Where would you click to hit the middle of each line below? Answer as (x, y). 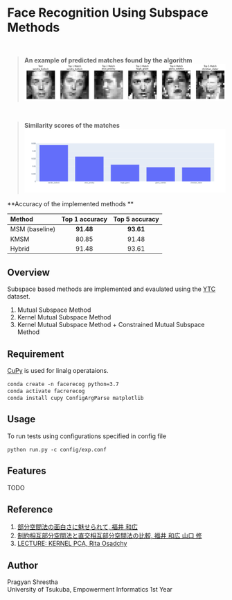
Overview (29, 272)
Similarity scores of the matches (72, 125)
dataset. (19, 297)
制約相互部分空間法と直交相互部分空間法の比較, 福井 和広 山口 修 (109, 535)
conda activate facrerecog (46, 391)
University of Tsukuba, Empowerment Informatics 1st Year (90, 590)
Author (23, 565)
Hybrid (20, 249)
